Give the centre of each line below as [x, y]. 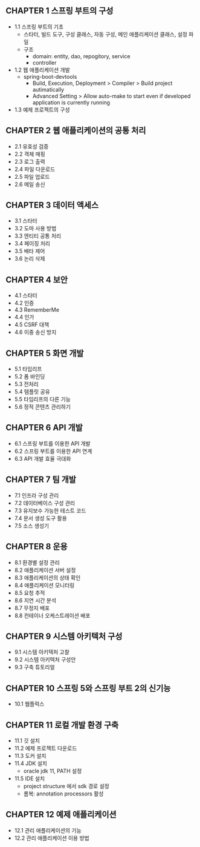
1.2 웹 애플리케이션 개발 [42, 70]
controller [44, 62]
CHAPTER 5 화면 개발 [45, 353]
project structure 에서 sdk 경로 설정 [66, 786]
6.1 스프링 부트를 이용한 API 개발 [53, 443]
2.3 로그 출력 [30, 161]
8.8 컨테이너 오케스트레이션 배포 [52, 615]
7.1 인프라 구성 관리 [37, 495]
